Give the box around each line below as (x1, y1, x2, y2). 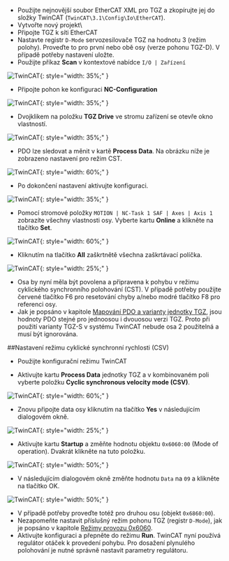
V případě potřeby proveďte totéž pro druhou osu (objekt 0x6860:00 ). (17, 509, 215, 517)
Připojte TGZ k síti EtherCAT (17, 28, 98, 36)
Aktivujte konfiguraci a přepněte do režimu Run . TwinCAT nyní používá (17, 532, 221, 539)
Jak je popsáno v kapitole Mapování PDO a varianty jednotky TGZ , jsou (17, 307, 222, 316)
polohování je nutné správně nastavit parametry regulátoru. (17, 546, 189, 554)
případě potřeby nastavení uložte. (17, 50, 114, 59)
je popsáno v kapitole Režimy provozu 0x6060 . (17, 524, 153, 532)
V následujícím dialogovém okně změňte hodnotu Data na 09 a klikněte (17, 474, 220, 483)
